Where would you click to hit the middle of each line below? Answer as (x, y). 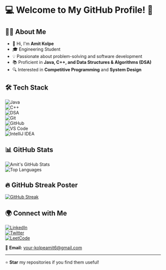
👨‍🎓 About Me (26, 31)
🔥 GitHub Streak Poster (41, 185)
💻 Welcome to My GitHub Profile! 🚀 (79, 10)
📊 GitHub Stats (29, 150)
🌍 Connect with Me (36, 213)
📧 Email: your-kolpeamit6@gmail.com (44, 248)
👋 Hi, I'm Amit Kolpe (33, 44)
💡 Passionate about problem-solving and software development (77, 56)
